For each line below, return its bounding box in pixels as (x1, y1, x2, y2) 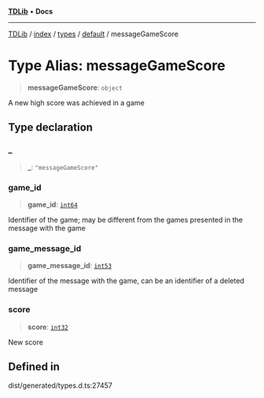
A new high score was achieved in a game (8, 98, 145, 107)
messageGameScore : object (27, 83, 123, 92)
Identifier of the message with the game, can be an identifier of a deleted (8, 276, 245, 286)
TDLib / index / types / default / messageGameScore (8, 29, 179, 39)
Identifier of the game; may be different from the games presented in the (8, 215, 244, 224)
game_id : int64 (27, 200, 79, 209)
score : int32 (27, 322, 68, 331)
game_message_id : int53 (27, 261, 112, 271)
